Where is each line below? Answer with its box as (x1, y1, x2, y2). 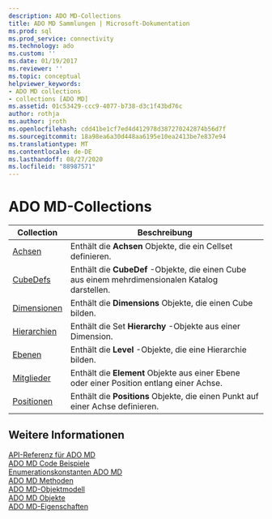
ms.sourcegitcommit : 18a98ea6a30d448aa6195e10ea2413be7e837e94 (8, 132, 227, 140)
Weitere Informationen (8, 428, 125, 442)
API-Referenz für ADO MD (8, 449, 96, 459)
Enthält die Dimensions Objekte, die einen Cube (70, 298, 253, 309)
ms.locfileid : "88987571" (8, 163, 96, 171)
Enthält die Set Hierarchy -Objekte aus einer (70, 321, 241, 332)
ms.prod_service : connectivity (8, 34, 114, 43)
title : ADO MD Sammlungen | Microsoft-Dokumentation (8, 19, 190, 28)
